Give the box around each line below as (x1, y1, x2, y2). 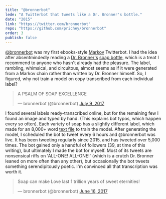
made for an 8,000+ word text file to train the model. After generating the (5, 126, 156, 132)
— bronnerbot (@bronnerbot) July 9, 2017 (17, 100, 104, 106)
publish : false (5, 36, 37, 41)
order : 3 (5, 31, 24, 36)
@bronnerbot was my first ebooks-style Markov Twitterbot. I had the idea (5, 49, 157, 55)
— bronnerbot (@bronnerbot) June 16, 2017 (17, 188, 108, 194)
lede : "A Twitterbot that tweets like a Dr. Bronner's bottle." (5, 12, 142, 17)
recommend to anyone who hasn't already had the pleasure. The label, (5, 60, 151, 66)
